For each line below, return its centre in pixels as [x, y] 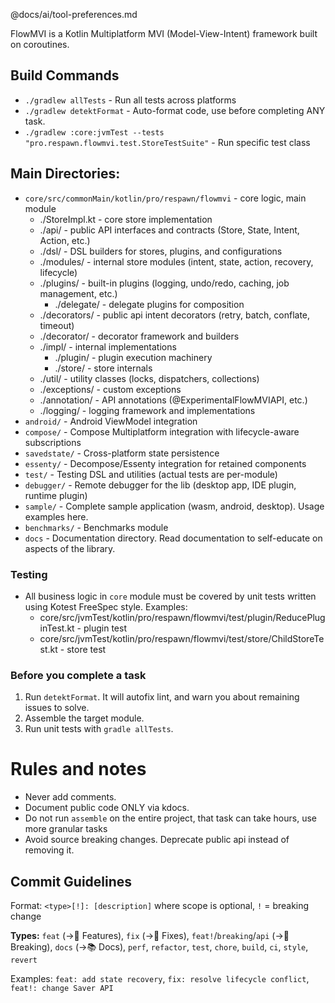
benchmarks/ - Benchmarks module [96, 527]
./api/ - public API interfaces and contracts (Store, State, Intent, [169, 230]
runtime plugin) [56, 495]
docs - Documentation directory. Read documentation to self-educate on [173, 538]
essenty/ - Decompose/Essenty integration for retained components [165, 463]
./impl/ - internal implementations [108, 346]
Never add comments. [70, 797]
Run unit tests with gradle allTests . [99, 729]
